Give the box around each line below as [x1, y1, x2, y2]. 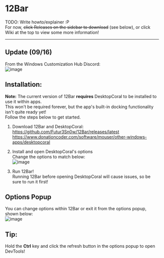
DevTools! [5, 248, 25, 254]
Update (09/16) [5, 48, 52, 57]
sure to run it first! [12, 179, 48, 184]
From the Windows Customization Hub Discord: [5, 61, 101, 67]
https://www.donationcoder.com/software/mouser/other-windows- [12, 134, 147, 139]
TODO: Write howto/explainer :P [5, 19, 69, 25]
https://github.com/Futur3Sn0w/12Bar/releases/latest [12, 129, 120, 135]
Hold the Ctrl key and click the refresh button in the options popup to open [5, 243, 155, 249]
